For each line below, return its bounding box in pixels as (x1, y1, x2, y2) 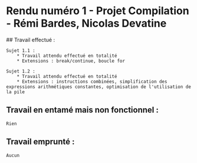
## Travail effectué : (6, 36, 55, 43)
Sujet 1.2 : (6, 68, 35, 74)
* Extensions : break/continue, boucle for (17, 58, 126, 64)
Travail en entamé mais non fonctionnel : (6, 105, 159, 115)
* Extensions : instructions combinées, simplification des (17, 79, 168, 84)
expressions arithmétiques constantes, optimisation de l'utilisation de (6, 84, 192, 90)
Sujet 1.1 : (6, 47, 35, 54)
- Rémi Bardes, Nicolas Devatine (6, 17, 167, 30)
